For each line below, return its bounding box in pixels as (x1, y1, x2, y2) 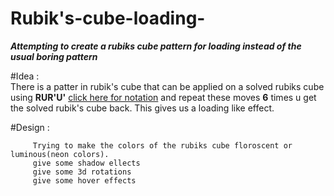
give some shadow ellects (32, 158, 141, 168)
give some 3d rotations (32, 167, 132, 177)
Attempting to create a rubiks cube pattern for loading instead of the (10, 40, 302, 52)
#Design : (10, 121, 50, 133)
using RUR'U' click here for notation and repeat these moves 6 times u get (10, 91, 317, 103)
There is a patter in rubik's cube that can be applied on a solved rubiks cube (10, 80, 325, 92)
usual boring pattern (10, 50, 98, 62)
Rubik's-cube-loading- (10, 7, 206, 30)
